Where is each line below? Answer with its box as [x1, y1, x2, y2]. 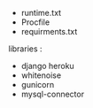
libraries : [8, 43, 43, 54]
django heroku [20, 61, 74, 71]
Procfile [20, 17, 50, 27]
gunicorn [20, 80, 55, 89]
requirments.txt [20, 27, 78, 36]
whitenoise [20, 70, 62, 81]
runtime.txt [20, 8, 62, 18]
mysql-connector [20, 89, 85, 99]
